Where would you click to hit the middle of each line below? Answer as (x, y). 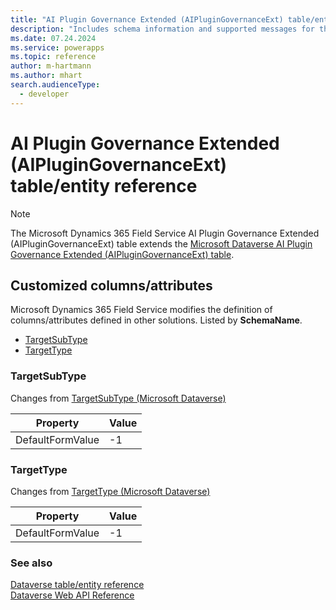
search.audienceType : (55, 85)
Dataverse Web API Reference (72, 595)
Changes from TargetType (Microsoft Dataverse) (110, 491)
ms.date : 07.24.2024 (53, 38)
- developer (44, 94)
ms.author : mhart (46, 76)
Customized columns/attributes (111, 285)
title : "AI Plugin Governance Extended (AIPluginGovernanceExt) (147, 19)
